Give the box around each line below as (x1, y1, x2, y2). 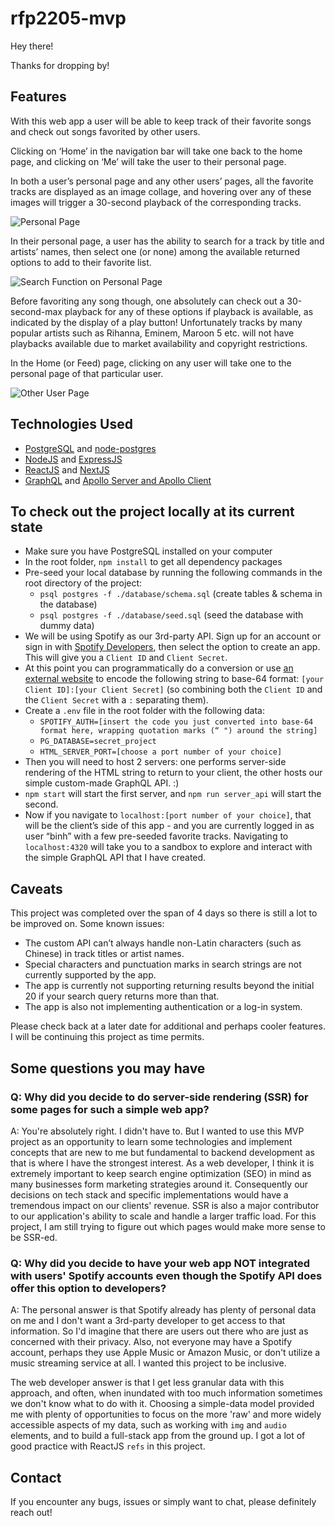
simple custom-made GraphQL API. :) (24, 777, 180, 789)
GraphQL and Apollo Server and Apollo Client (24, 474, 212, 486)
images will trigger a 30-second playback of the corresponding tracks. (10, 196, 302, 208)
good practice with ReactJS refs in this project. (10, 1440, 206, 1452)
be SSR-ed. (10, 1231, 58, 1243)
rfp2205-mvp (10, 7, 127, 30)
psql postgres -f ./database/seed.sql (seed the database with (39, 609, 304, 621)
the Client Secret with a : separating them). (24, 694, 209, 706)
